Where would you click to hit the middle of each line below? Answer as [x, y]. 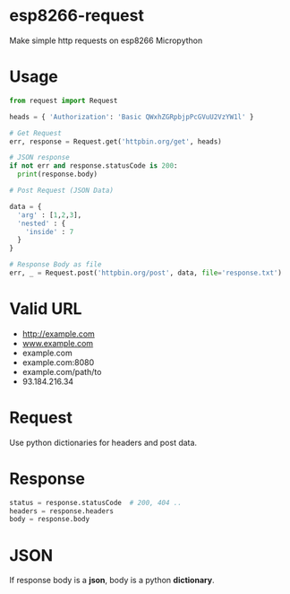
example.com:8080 [58, 362]
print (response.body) [58, 175]
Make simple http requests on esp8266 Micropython [106, 40]
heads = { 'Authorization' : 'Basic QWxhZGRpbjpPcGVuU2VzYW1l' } [132, 117]
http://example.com [59, 334]
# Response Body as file [55, 265]
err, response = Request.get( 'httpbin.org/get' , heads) [115, 141]
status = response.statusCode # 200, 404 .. [95, 502]
